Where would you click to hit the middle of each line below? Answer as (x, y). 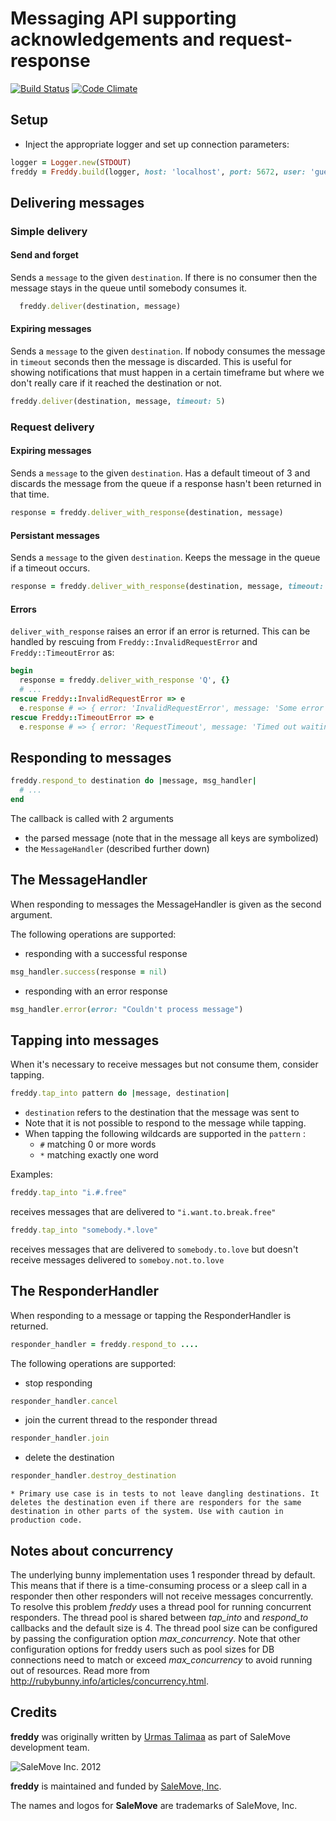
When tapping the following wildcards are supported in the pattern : (165, 1134)
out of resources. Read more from (80, 1670)
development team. (50, 1747)
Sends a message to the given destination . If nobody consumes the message (168, 351)
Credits (34, 1712)
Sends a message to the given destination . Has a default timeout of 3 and (160, 473)
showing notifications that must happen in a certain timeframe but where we (167, 373)
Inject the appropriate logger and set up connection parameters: (157, 144)
